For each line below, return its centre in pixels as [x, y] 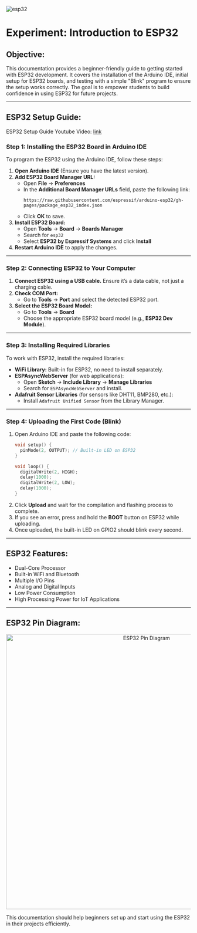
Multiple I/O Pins [34, 580]
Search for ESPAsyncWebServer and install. [73, 388]
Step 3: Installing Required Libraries [58, 345]
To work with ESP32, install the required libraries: [65, 358]
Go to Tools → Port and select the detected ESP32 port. [91, 300]
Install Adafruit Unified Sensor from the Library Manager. [94, 400]
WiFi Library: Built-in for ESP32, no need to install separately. [89, 369]
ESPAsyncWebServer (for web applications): [69, 376]
